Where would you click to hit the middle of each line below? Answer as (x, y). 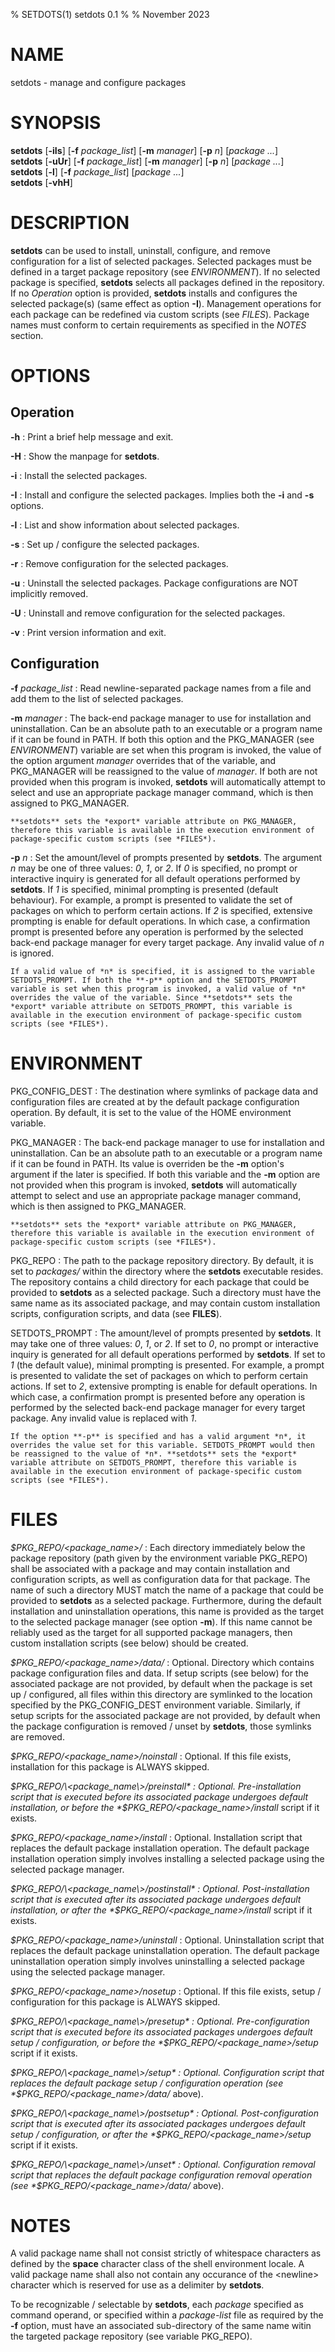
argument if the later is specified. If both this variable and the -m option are (165, 1174)
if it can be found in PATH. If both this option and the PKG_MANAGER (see (162, 739)
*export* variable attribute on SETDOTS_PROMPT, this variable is (151, 1006)
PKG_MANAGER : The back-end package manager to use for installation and (167, 1142)
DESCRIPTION (70, 223)
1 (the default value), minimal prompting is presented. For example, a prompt (167, 1365)
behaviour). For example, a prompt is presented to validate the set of (151, 900)
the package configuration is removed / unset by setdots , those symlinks (161, 1726)
